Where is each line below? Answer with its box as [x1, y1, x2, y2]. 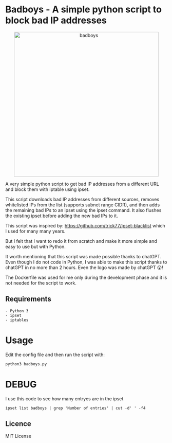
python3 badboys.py [5, 361, 47, 366]
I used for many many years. [5, 228, 66, 234]
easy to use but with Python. [5, 243, 66, 250]
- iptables [5, 317, 29, 323]
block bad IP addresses [5, 14, 107, 26]
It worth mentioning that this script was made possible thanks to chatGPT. [5, 253, 162, 259]
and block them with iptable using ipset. [5, 186, 90, 192]
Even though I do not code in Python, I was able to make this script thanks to [5, 259, 167, 265]
